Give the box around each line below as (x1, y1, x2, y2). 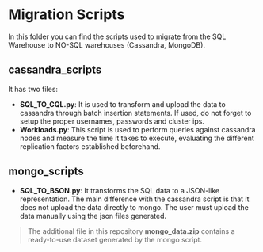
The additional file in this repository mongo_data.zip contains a (27, 226, 235, 235)
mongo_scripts (8, 165, 85, 178)
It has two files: (8, 84, 58, 94)
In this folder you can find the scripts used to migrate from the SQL (8, 32, 227, 41)
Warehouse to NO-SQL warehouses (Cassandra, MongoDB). (8, 40, 206, 49)
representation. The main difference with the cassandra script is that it (19, 194, 250, 204)
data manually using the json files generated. (19, 211, 167, 220)
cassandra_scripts (8, 63, 102, 77)
